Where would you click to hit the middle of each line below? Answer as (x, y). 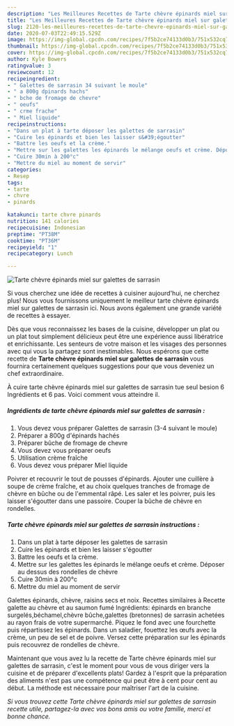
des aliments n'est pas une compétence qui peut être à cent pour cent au (112, 681)
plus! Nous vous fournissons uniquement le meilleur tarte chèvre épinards (113, 300)
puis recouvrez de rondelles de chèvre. (63, 645)
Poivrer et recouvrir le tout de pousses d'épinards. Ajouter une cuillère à (111, 479)
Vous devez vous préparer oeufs (64, 451)
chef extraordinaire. (36, 374)
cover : (17, 53)
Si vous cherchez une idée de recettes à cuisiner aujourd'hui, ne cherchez (114, 293)
